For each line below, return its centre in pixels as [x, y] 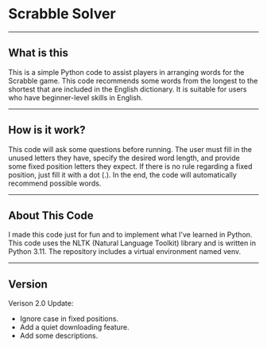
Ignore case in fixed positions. [69, 319]
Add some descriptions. [59, 336]
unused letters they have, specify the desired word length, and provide [124, 158]
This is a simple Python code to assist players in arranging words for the [126, 72]
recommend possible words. [55, 183]
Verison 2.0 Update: [41, 303]
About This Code [51, 215]
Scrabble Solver [62, 14]
